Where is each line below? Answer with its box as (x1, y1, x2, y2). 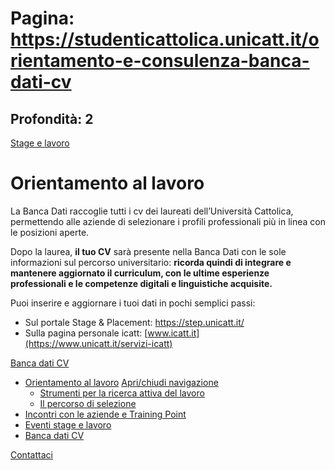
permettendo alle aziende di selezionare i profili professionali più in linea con (10, 215, 326, 227)
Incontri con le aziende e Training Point (24, 408, 187, 420)
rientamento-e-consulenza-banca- (10, 50, 310, 72)
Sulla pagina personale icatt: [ (24, 327, 148, 339)
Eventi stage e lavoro (24, 418, 112, 431)
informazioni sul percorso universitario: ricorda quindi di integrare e (10, 256, 292, 268)
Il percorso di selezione (39, 397, 137, 409)
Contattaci (10, 448, 53, 461)
